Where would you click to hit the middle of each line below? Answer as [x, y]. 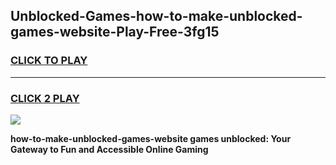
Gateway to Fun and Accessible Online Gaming [109, 149]
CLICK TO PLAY [49, 61]
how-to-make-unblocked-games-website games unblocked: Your [151, 138]
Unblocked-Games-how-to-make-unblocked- [156, 16]
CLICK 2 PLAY [45, 98]
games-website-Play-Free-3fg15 [115, 32]
